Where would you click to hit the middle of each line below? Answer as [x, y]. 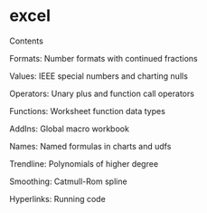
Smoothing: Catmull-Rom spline [69, 181]
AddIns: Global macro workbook [69, 129]
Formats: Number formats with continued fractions [103, 58]
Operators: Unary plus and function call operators [102, 93]
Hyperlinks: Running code [57, 198]
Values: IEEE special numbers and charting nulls [99, 76]
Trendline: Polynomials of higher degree [84, 163]
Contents [26, 41]
